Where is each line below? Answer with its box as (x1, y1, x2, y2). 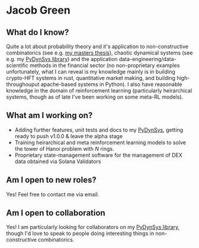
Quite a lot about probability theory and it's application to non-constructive (6, 43, 188, 50)
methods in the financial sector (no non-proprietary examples (29, 62, 180, 69)
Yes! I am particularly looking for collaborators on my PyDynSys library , (6, 224, 180, 231)
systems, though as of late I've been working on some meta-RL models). (6, 93, 184, 100)
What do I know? (6, 27, 69, 37)
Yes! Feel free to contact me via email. (6, 190, 99, 198)
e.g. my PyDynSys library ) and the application (6, 56, 118, 62)
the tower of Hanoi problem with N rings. (14, 145, 114, 152)
